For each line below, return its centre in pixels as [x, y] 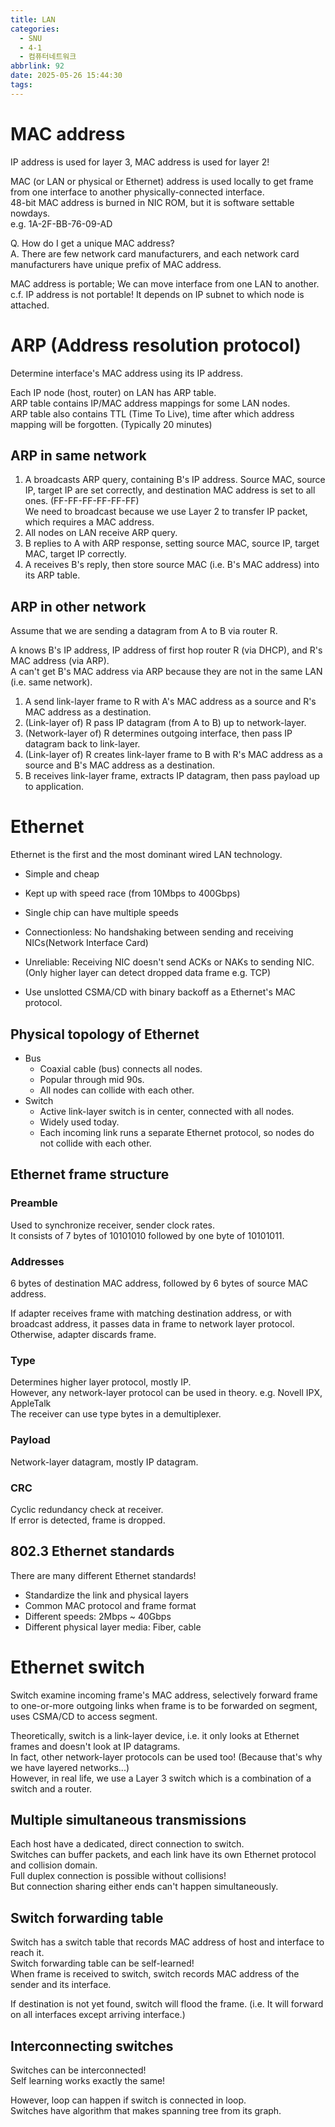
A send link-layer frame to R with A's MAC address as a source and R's [170, 702]
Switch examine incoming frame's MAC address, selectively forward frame [164, 1695]
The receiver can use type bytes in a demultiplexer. [116, 1414]
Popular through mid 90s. [92, 1079]
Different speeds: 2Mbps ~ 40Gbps [98, 1616]
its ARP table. [52, 575]
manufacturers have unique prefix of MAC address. [116, 264]
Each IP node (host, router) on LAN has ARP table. [113, 392]
